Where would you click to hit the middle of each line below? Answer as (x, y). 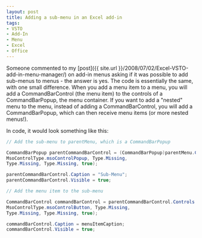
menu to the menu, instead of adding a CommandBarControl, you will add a (99, 106)
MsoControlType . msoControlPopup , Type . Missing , (67, 158)
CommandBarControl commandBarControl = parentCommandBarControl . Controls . (102, 202)
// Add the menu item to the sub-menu (55, 191)
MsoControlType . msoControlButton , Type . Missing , (68, 207)
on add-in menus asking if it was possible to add (128, 74)
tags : (13, 23)
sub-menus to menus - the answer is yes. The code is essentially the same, (100, 81)
